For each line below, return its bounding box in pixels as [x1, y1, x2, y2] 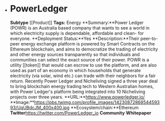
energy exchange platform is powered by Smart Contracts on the [21, 40, 155, 46]
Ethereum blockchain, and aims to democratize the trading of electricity [10, 46, 158, 52]
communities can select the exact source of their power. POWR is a [10, 56, 149, 62]
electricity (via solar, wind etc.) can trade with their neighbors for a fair [10, 72, 156, 78]
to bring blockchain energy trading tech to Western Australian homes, [10, 83, 154, 89]
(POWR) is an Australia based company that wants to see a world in [10, 24, 150, 30]
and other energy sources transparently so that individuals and [10, 51, 140, 57]
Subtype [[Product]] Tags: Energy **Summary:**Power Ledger [10, 19, 144, 25]
